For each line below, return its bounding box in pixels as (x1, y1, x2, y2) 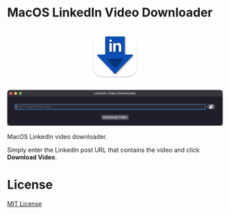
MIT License (7, 200, 42, 208)
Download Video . (7, 153, 57, 161)
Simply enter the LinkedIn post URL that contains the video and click (7, 146, 200, 155)
